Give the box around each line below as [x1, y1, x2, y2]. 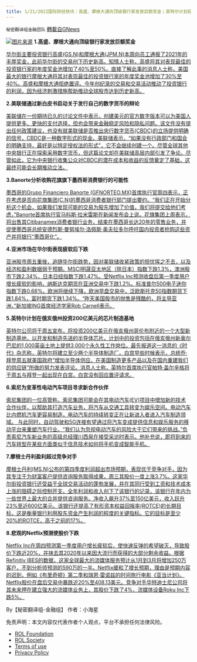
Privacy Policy [14, 648, 49, 656]
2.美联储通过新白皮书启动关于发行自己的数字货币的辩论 [6, 99, 140, 107]
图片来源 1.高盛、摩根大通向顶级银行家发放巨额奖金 [12, 38, 136, 45]
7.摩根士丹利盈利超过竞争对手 [6, 453, 77, 460]
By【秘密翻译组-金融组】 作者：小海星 [6, 606, 98, 613]
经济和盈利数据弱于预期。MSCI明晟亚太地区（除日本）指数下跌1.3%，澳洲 [6, 265, 185, 272]
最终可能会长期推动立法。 [6, 164, 68, 171]
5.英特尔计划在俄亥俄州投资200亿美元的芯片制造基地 [6, 314, 134, 321]
